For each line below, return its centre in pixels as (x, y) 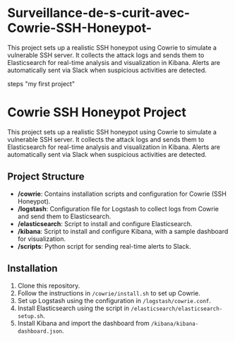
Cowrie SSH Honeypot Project (97, 113)
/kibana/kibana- (175, 324)
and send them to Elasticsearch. (64, 216)
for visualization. (42, 239)
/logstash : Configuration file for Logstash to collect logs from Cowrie (118, 208)
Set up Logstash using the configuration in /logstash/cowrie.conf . (114, 300)
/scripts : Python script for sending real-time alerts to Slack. (104, 246)
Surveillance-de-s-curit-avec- (99, 13)
